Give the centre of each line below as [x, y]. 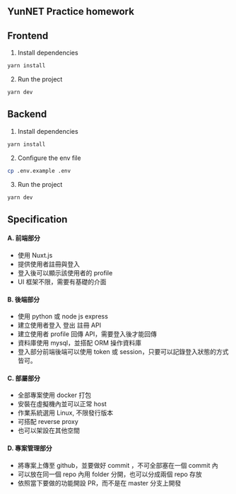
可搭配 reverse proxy [48, 422]
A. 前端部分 [24, 238]
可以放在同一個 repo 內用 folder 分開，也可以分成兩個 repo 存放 [110, 474]
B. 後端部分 [24, 299]
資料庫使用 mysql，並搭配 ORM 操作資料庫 [79, 343]
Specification [37, 219]
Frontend [28, 36]
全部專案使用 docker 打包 [54, 395]
